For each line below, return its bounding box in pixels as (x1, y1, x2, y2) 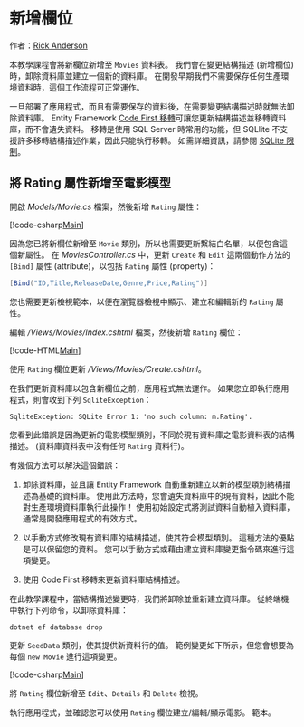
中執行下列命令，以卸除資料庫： (9, 604, 128, 616)
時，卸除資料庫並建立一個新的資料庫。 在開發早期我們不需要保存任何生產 (9, 70, 281, 81)
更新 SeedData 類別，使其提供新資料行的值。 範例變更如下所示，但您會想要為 (9, 639, 295, 650)
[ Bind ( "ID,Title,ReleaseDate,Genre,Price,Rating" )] (9, 278, 208, 288)
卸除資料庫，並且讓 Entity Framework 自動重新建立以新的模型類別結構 (22, 479, 283, 490)
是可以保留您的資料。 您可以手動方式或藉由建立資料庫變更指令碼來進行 (22, 543, 287, 554)
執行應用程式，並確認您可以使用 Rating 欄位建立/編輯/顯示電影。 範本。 (9, 707, 276, 718)
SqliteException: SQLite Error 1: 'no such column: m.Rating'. (9, 412, 253, 421)
